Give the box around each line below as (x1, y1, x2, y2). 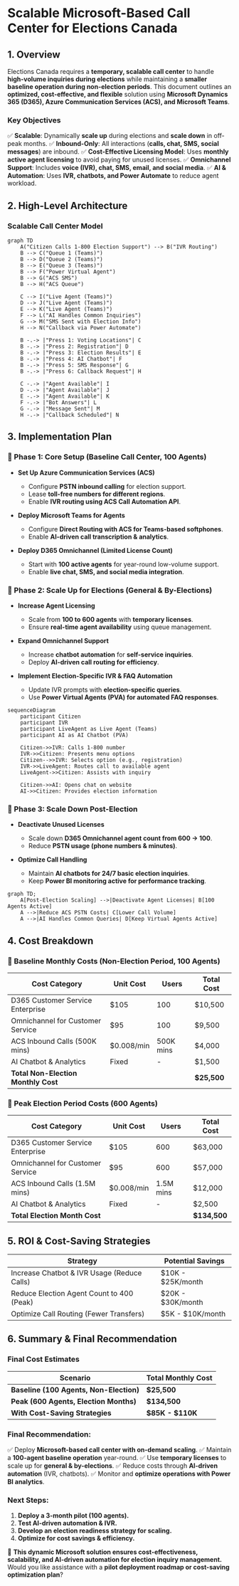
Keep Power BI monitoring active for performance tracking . (28, 877, 206, 885)
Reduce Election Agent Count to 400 (11, 1289, 134, 1299)
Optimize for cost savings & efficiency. (17, 1534, 135, 1543)
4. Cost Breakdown (7, 934, 94, 947)
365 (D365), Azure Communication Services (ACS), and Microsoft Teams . (7, 97, 230, 106)
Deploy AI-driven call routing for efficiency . (28, 657, 159, 666)
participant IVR (20, 719, 69, 726)
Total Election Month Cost (11, 1211, 101, 1221)
